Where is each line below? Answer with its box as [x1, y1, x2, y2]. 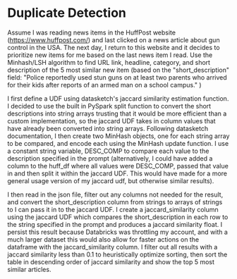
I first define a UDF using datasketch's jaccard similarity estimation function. [7, 94, 229, 103]
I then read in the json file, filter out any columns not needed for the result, [7, 190, 224, 199]
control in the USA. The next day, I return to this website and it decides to [7, 43, 220, 51]
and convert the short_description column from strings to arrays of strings [7, 197, 223, 206]
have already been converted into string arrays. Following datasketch [7, 124, 209, 132]
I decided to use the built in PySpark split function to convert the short [7, 101, 212, 110]
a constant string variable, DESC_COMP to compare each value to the [7, 147, 209, 155]
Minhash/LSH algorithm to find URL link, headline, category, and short [7, 58, 210, 66]
